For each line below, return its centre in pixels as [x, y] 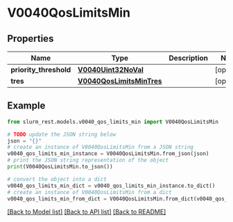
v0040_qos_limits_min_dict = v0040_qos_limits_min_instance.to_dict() [111, 186]
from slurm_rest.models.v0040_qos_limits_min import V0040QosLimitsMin [113, 122]
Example [26, 106]
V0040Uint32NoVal [111, 70]
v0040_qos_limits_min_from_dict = [57, 199]
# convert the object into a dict [57, 179]
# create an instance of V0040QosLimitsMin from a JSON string [101, 148]
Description [189, 58]
